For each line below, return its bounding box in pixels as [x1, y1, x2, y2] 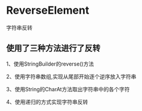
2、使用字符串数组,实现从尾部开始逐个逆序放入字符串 [6, 73, 137, 80]
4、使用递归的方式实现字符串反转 [6, 98, 88, 105]
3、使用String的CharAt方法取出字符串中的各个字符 [6, 85, 130, 92]
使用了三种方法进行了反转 [6, 43, 100, 54]
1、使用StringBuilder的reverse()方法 [6, 60, 94, 67]
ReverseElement [6, 4, 89, 17]
